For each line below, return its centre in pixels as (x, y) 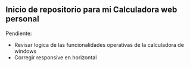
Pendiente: (19, 33)
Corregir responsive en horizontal (55, 57)
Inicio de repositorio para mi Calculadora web (91, 10)
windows (25, 51)
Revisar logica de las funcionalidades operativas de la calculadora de (99, 44)
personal (22, 19)
